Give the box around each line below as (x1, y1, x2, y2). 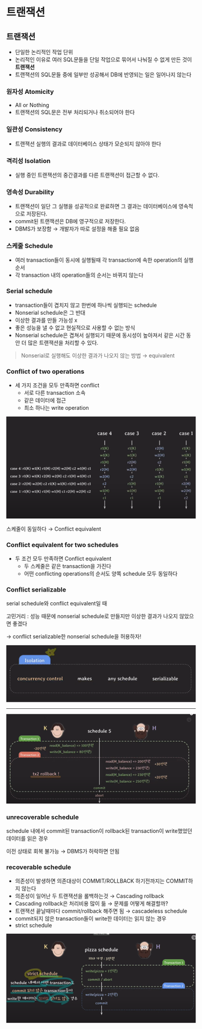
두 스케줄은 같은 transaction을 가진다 (23, 563, 111, 570)
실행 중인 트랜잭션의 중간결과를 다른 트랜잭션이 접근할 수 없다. (14, 171, 160, 178)
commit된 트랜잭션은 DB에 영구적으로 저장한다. (14, 218, 126, 225)
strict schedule (14, 922, 52, 929)
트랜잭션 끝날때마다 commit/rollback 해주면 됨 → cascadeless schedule (14, 907, 188, 915)
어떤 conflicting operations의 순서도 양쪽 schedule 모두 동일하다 (23, 570, 178, 578)
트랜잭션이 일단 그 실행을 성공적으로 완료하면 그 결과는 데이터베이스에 (14, 203, 177, 210)
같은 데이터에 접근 (23, 397, 66, 404)
